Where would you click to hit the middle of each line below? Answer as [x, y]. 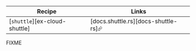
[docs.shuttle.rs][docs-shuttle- [134, 21]
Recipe [47, 11]
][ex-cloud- [49, 21]
